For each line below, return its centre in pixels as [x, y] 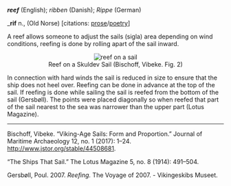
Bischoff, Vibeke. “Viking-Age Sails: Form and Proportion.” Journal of [105, 134]
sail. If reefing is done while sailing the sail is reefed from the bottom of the [113, 92]
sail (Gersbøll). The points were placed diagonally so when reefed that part [113, 100]
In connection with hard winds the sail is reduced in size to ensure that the [112, 78]
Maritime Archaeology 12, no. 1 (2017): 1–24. [69, 141]
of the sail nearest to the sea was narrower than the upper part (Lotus [106, 107]
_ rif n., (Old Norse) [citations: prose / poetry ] [69, 23]
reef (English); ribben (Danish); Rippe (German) [74, 10]
